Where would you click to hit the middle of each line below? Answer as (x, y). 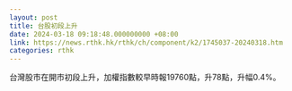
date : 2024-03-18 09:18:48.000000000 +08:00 (94, 34)
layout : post (34, 17)
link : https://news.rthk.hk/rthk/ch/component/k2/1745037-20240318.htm (146, 42)
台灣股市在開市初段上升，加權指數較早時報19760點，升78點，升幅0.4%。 (145, 78)
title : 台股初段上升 (44, 26)
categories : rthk (42, 51)
